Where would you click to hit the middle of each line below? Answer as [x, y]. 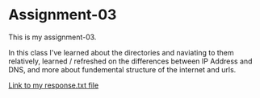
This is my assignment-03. [52, 37]
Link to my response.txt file [54, 85]
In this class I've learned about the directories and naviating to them [121, 52]
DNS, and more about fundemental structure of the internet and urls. [122, 69]
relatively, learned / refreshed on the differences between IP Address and [130, 61]
